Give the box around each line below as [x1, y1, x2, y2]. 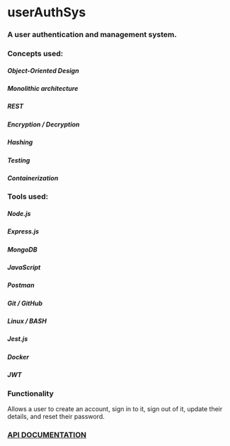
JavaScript [7, 263, 41, 271]
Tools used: [7, 192, 49, 202]
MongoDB [7, 245, 38, 254]
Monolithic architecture [7, 85, 79, 92]
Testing [7, 156, 30, 164]
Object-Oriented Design [7, 66, 79, 75]
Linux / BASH [7, 317, 47, 325]
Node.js [7, 209, 31, 217]
